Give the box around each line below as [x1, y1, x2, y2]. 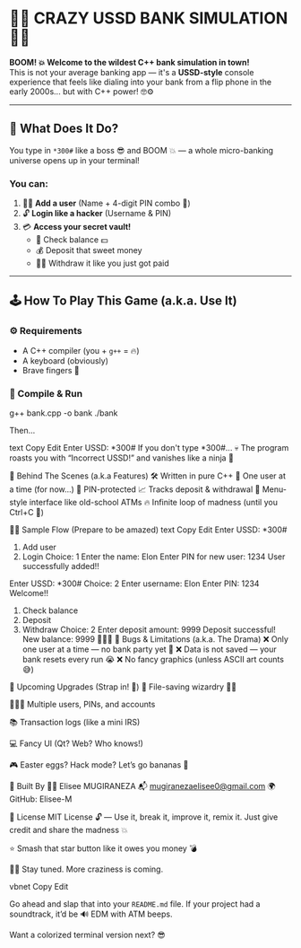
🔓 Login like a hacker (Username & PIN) [21, 208, 172, 219]
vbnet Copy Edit [9, 882, 69, 892]
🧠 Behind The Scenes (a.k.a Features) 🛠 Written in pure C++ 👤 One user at [9, 470, 287, 481]
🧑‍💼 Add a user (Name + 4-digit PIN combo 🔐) [21, 197, 191, 209]
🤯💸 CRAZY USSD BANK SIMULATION [9, 8, 288, 29]
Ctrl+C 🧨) [9, 507, 45, 518]
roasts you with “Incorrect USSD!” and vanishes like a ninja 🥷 [9, 452, 235, 463]
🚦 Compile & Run [9, 387, 83, 399]
